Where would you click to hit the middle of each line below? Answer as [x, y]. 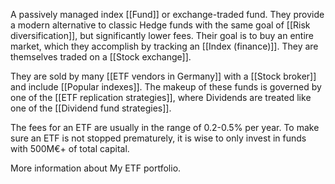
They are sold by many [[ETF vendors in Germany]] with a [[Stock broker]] [163, 76]
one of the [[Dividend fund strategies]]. [91, 108]
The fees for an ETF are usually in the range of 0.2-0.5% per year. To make [165, 127]
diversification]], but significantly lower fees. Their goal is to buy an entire [162, 35]
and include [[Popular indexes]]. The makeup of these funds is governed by [166, 87]
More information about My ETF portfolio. [96, 168]
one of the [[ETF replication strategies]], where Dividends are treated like [161, 97]
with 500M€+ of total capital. [70, 148]
